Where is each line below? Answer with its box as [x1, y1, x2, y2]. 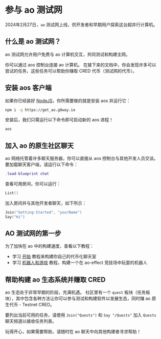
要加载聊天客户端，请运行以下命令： [5, 161, 78, 167]
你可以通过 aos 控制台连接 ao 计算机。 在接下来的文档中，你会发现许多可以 [5, 62, 157, 68]
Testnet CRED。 [22, 302, 55, 308]
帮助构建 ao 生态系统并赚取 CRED [5, 275, 106, 284]
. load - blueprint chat [5, 171, 49, 177]
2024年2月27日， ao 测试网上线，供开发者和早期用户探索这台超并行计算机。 [5, 22, 158, 27]
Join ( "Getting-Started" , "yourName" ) [5, 209, 82, 215]
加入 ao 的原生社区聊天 [5, 141, 74, 150]
